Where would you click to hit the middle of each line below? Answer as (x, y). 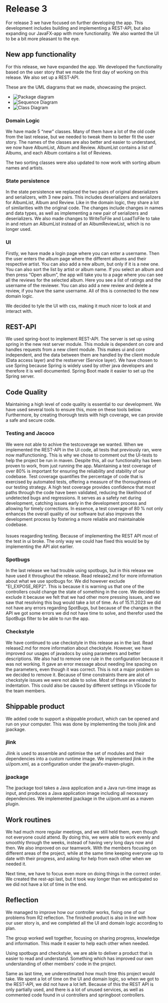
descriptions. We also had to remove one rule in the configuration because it (84, 659)
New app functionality (41, 55)
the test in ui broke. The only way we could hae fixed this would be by (77, 541)
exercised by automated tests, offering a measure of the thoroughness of (81, 482)
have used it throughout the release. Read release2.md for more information (84, 576)
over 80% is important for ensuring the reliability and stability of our (75, 471)
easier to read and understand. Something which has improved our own (79, 958)
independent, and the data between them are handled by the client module (82, 355)
